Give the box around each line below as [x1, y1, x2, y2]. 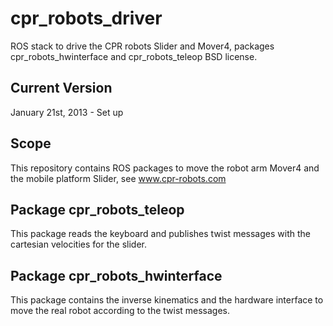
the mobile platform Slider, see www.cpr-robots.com [10, 172, 227, 184]
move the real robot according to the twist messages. [10, 305, 231, 317]
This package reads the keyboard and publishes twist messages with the [10, 228, 311, 240]
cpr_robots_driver [10, 7, 163, 30]
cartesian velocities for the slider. [10, 238, 147, 251]
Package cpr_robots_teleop [10, 201, 185, 218]
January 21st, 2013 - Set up [10, 106, 124, 118]
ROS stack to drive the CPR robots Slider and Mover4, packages [10, 40, 275, 52]
